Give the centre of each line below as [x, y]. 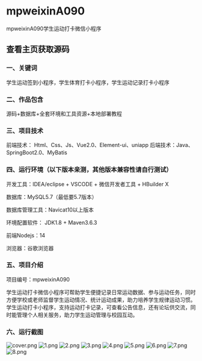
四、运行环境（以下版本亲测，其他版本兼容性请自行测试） [89, 170]
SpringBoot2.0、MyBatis [37, 152]
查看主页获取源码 [38, 49]
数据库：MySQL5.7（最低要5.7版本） [52, 196]
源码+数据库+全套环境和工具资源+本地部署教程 [64, 113]
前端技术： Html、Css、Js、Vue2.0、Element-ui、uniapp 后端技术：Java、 [100, 145]
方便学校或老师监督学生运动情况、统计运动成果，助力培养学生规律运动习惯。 [101, 300]
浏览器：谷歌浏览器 [30, 248]
